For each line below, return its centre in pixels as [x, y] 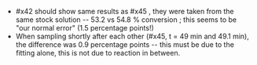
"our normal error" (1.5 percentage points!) [85, 28]
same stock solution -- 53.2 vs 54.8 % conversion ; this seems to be [126, 20]
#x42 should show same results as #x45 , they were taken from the [125, 11]
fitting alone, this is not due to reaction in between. [98, 53]
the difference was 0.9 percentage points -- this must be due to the [125, 45]
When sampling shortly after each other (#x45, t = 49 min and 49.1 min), [132, 36]
